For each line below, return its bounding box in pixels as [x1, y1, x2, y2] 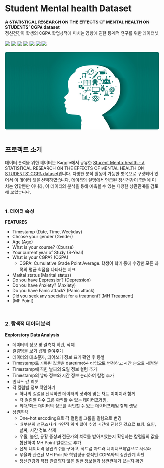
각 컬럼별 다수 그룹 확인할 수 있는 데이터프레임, [19, 397, 108, 403]
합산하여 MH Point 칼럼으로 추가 [19, 440, 82, 446]
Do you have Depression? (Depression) [12, 277, 91, 283]
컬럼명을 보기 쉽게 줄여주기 [12, 348, 63, 354]
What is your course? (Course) [12, 244, 74, 250]
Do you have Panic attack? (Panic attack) [12, 287, 95, 293]
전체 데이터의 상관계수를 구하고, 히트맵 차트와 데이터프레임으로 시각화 [19, 446, 151, 452]
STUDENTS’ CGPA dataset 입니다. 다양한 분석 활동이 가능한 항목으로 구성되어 [5, 170, 154, 176]
